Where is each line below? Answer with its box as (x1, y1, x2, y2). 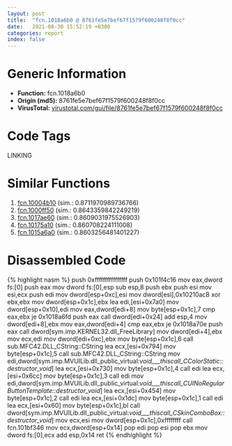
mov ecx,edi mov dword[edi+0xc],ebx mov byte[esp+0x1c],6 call (7, 335, 194, 343)
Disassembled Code (7, 253, 126, 269)
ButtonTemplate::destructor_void (7, 386, 101, 395)
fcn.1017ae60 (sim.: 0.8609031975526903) (17, 213, 141, 221)
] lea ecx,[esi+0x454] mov (100, 386, 176, 395)
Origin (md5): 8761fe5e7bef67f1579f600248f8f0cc (17, 97, 166, 105)
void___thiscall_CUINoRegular (139, 379, 225, 387)
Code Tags (7, 128, 71, 144)
